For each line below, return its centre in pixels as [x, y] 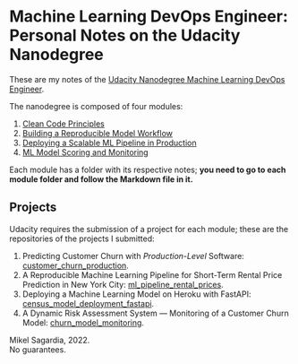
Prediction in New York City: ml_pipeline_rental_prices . [123, 284]
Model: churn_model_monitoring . [83, 322]
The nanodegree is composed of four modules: [96, 106]
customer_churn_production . [76, 265]
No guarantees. [38, 349]
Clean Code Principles [63, 124]
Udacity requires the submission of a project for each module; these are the [149, 229]
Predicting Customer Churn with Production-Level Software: [133, 256]
